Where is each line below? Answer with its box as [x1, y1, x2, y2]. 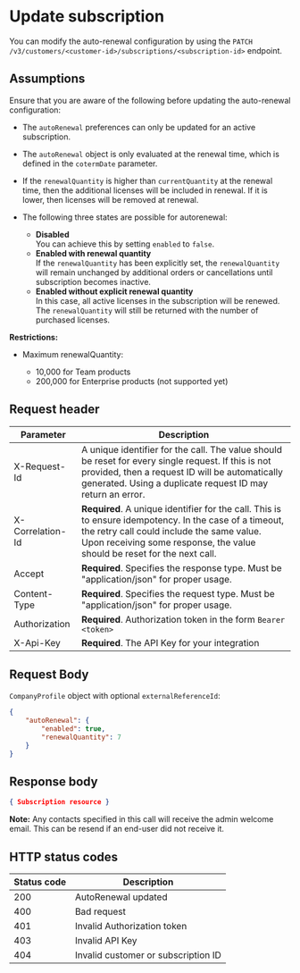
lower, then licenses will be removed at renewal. [21, 194, 199, 205]
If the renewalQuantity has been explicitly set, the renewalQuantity [35, 257, 279, 268]
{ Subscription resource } [9, 798, 110, 807]
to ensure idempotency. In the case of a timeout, [81, 514, 284, 526]
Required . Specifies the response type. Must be [81, 561, 283, 574]
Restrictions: [9, 331, 58, 342]
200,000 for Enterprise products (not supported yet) [35, 375, 229, 386]
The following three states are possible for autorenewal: [21, 212, 228, 222]
